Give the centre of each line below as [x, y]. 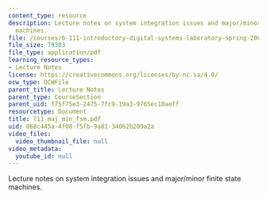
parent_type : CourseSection [55, 97]
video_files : [30, 134]
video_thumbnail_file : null [62, 141]
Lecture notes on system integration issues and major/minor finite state [125, 179]
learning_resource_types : [51, 60]
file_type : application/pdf [55, 52]
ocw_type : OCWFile [39, 82]
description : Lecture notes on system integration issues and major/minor [135, 23]
